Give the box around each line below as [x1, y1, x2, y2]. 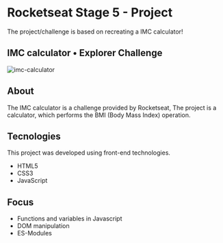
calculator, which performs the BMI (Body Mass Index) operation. [7, 111, 191, 119]
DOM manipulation [16, 222, 70, 230]
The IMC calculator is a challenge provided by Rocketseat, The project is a [7, 103, 217, 112]
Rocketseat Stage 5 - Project [7, 5, 173, 21]
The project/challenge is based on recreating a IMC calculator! [7, 27, 183, 36]
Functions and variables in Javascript [16, 214, 122, 223]
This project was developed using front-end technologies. [7, 149, 171, 157]
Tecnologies [7, 130, 61, 142]
